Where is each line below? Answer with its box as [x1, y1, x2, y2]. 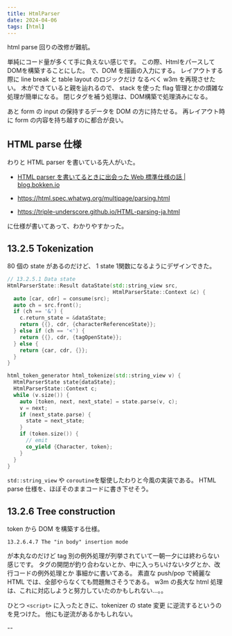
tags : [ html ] [7, 23, 45, 30]
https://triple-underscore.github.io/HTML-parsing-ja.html [17, 208, 180, 216]
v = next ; [19, 405, 48, 411]
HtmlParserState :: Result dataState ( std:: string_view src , [7, 282, 178, 289]
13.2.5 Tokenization [7, 243, 94, 254]
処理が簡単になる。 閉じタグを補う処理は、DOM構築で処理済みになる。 [7, 92, 212, 101]
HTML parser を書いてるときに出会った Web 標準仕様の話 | [17, 173, 186, 181]
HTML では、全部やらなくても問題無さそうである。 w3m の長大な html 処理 [7, 578, 223, 586]
